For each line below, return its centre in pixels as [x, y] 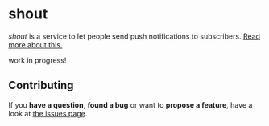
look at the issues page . [48, 113]
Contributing [41, 85]
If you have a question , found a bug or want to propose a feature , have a [130, 104]
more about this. [35, 44]
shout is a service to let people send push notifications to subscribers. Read [134, 36]
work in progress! [37, 60]
